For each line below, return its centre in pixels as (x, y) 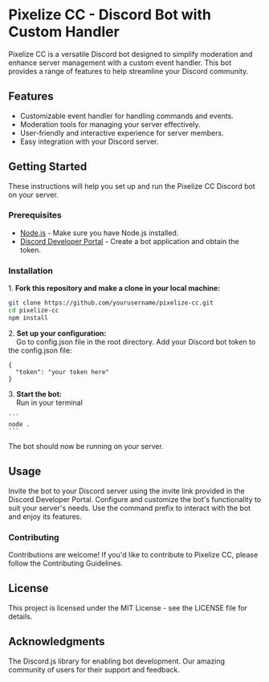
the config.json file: (40, 350)
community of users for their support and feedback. (94, 669)
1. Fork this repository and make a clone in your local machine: (114, 288)
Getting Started (48, 167)
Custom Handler (64, 32)
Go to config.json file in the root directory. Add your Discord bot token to (136, 341)
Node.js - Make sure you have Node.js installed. (99, 233)
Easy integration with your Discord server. (89, 141)
